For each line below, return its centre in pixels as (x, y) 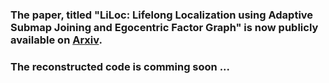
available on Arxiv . (56, 40)
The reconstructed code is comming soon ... (120, 66)
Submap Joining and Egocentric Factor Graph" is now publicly (164, 27)
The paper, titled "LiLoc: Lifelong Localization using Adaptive (162, 15)
